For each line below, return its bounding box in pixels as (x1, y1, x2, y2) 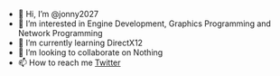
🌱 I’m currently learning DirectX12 (17, 37, 143, 48)
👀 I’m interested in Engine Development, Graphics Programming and (17, 18, 271, 29)
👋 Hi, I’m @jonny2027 (17, 9, 99, 19)
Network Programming (17, 28, 103, 38)
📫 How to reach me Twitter (17, 57, 121, 68)
